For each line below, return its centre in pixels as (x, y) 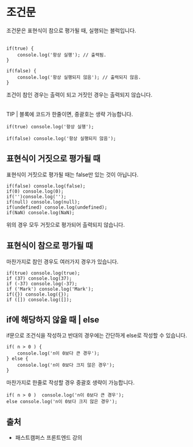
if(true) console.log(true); (43, 273)
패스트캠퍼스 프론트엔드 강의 (49, 438)
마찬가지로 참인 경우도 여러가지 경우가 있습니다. (62, 262)
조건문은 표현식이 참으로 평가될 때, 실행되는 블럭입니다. (71, 30)
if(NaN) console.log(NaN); (40, 213)
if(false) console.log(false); (46, 186)
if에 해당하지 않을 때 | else (53, 320)
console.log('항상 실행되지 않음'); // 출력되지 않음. (79, 77)
